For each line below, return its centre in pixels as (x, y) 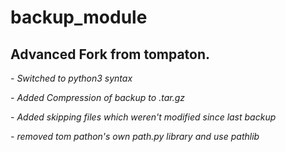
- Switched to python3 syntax (71, 78)
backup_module (79, 17)
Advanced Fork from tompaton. (110, 54)
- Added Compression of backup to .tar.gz (97, 97)
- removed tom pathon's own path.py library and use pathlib (135, 136)
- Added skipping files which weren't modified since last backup (143, 117)
